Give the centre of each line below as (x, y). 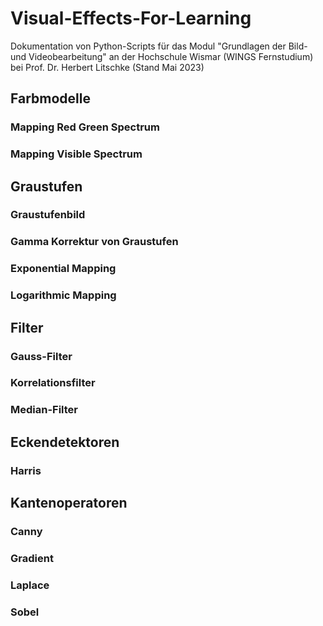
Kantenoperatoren (69, 503)
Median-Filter (44, 410)
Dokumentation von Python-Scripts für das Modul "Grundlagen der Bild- (159, 46)
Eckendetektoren (65, 442)
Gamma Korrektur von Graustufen (94, 242)
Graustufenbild (48, 215)
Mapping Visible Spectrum (76, 154)
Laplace (30, 585)
